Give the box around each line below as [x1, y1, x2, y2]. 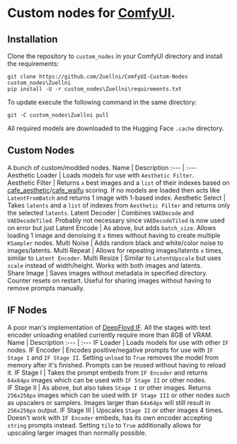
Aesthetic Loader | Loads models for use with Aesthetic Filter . [7, 171, 195, 179]
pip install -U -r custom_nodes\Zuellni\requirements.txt [7, 86, 182, 93]
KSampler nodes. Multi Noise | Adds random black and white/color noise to [7, 239, 224, 247]
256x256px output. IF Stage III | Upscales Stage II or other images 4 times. [7, 406, 224, 414]
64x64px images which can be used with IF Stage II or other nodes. [7, 375, 207, 384]
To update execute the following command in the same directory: [7, 98, 197, 106]
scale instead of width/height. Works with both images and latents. [7, 261, 202, 270]
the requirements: [7, 59, 59, 68]
